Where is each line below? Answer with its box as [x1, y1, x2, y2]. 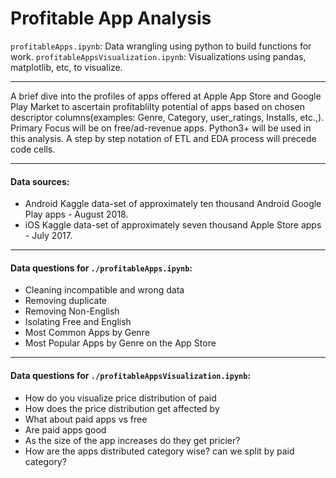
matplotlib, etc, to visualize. [10, 61, 123, 73]
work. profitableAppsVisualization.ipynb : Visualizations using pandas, [10, 50, 307, 62]
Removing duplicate [24, 295, 108, 307]
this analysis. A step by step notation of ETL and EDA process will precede [10, 132, 317, 144]
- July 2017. [24, 230, 73, 242]
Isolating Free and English [24, 316, 132, 328]
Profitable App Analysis [10, 7, 212, 30]
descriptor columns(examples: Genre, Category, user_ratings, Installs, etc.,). [10, 111, 325, 123]
